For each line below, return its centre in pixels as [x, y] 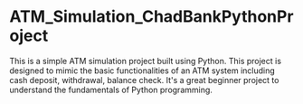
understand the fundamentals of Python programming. [111, 90]
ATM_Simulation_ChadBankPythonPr [151, 17]
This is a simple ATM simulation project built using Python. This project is [146, 61]
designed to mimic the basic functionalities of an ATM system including [142, 71]
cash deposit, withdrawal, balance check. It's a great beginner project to [144, 80]
